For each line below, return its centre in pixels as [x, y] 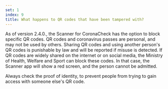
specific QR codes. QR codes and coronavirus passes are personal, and [80, 39]
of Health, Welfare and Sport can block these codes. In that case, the [77, 61]
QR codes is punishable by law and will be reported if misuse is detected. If [84, 50]
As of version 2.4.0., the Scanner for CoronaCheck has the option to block [83, 34]
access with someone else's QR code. [45, 81]
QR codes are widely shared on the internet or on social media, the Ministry [84, 55]
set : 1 [12, 10]
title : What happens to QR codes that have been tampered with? [75, 19]
